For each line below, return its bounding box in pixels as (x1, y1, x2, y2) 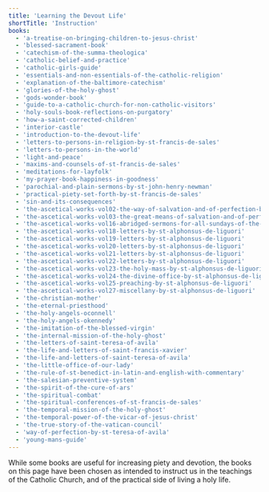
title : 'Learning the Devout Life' (8, 11, 127, 20)
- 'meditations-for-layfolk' (15, 168, 113, 176)
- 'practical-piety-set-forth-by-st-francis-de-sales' (15, 190, 203, 198)
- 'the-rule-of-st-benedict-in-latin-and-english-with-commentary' (15, 369, 246, 377)
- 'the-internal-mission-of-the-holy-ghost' (15, 331, 167, 340)
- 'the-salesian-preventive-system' (15, 376, 138, 384)
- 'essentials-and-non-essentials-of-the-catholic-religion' (15, 71, 224, 79)
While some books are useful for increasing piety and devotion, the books (8, 458, 252, 467)
